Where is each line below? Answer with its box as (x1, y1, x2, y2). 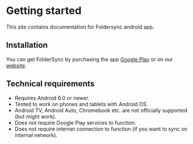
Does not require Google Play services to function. (14, 119, 136, 126)
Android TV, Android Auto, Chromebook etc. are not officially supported (14, 107, 188, 114)
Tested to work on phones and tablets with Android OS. (14, 100, 148, 107)
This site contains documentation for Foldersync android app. (6, 23, 154, 30)
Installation (6, 40, 48, 50)
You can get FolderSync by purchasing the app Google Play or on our (6, 55, 173, 62)
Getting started (6, 4, 82, 17)
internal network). (14, 131, 58, 138)
